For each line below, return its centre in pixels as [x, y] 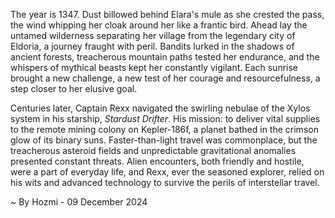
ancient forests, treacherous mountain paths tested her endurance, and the [165, 57]
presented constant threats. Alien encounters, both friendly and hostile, [157, 161]
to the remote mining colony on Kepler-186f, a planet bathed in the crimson [164, 129]
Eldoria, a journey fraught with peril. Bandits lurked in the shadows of [152, 46]
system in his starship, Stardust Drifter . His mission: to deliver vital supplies [165, 118]
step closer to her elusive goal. [74, 88]
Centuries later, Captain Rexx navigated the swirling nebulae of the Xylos [160, 108]
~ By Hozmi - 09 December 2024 [79, 202]
